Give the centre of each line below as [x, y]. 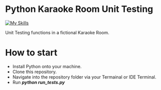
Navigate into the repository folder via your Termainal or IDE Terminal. [84, 77]
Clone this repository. [34, 72]
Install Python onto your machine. [47, 66]
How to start [31, 53]
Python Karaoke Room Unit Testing [79, 9]
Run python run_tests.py [38, 82]
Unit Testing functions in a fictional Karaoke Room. [57, 32]
